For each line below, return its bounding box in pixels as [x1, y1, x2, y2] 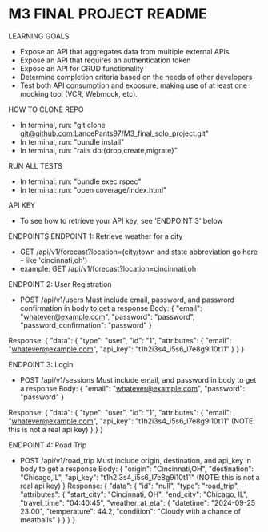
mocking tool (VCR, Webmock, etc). [19, 89, 138, 98]
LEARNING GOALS [8, 31, 70, 41]
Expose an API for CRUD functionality [19, 63, 144, 73]
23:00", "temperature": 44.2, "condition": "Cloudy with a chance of [19, 506, 242, 516]
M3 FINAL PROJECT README [8, 5, 207, 23]
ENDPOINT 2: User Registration [8, 279, 112, 288]
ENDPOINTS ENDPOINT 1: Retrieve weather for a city [8, 231, 183, 240]
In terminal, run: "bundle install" [19, 137, 125, 146]
